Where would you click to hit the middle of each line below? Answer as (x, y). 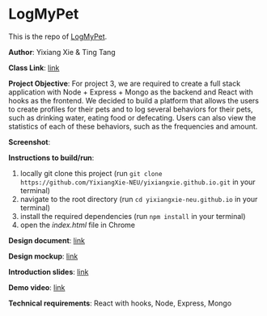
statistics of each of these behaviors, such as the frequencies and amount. (133, 126)
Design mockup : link (43, 256)
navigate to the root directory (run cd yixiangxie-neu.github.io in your (139, 199)
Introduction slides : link (49, 272)
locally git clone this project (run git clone (91, 173)
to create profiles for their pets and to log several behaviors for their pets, (131, 109)
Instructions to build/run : (51, 158)
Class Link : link (34, 67)
